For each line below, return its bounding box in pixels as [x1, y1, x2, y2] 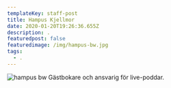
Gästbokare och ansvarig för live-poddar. [48, 73, 165, 81]
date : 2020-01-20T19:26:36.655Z [7, 23, 99, 29]
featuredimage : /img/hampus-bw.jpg [7, 42, 109, 48]
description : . [7, 29, 51, 36]
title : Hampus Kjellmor [7, 16, 75, 23]
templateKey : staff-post [7, 10, 78, 17]
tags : [7, 48, 23, 55]
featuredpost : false [7, 35, 66, 42]
